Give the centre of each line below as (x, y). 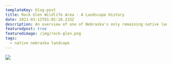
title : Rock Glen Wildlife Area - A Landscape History (65, 15)
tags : (11, 39)
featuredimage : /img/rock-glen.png (43, 34)
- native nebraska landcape (40, 43)
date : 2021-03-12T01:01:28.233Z (40, 19)
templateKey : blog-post (31, 10)
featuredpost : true (26, 29)
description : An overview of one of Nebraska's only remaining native (82, 24)
